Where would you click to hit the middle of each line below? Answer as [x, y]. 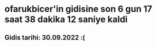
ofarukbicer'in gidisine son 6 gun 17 [78, 9]
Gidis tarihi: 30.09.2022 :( [45, 37]
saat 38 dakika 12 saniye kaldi [66, 19]
